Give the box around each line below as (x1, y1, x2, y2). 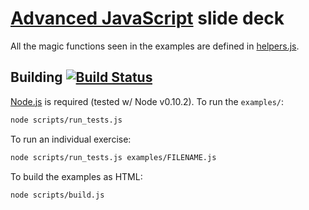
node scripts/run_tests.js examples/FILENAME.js (10, 152, 217, 162)
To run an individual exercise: (10, 133, 132, 145)
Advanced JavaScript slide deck (10, 7, 285, 30)
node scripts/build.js (10, 190, 105, 200)
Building (10, 69, 63, 86)
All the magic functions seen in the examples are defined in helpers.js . (10, 40, 300, 52)
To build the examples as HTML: (10, 170, 143, 182)
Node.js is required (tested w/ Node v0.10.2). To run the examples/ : (10, 95, 285, 107)
